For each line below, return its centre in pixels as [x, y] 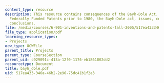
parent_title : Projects [29, 50]
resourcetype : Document [29, 64]
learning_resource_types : [31, 37]
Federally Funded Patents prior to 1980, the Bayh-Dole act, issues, [82, 19]
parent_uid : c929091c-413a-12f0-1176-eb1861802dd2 [58, 60]
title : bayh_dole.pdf [27, 69]
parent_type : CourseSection [34, 55]
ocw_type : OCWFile [24, 46]
